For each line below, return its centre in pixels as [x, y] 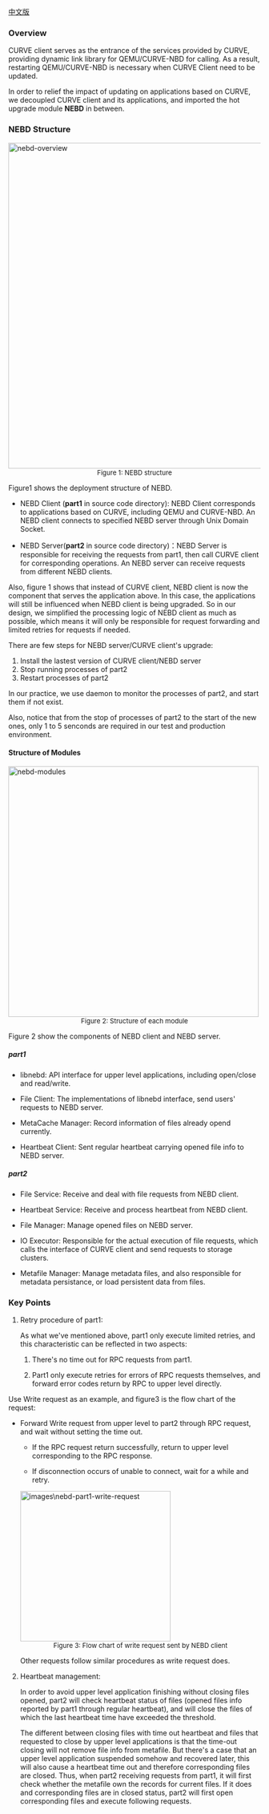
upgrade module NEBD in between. [66, 109]
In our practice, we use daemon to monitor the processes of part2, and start [133, 693]
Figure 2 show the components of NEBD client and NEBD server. [114, 1036]
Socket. [32, 528]
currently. [36, 1131]
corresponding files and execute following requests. [106, 1801]
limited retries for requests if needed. [69, 630]
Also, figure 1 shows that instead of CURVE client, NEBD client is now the [128, 587]
